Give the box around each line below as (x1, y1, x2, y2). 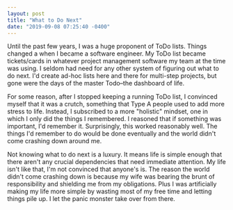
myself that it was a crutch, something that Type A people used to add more (7, 100, 225, 108)
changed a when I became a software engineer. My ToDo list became (7, 49, 207, 58)
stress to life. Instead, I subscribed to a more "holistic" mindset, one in (7, 107, 209, 115)
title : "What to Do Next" (7, 17, 82, 24)
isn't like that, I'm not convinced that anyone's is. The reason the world (7, 165, 210, 174)
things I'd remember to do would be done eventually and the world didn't (7, 129, 216, 138)
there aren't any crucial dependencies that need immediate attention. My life (7, 158, 226, 166)
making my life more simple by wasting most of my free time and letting (7, 187, 212, 195)
